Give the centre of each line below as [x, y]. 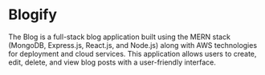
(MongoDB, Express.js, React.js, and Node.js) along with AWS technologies [133, 45]
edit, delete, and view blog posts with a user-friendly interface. [112, 62]
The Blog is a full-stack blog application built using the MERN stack [120, 37]
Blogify [33, 15]
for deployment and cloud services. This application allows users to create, [132, 53]
